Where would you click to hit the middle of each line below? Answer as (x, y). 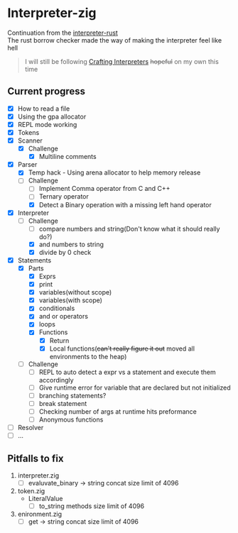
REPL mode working (47, 124)
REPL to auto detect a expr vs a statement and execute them (128, 372)
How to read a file (44, 109)
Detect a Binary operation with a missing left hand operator (125, 204)
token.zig (31, 491)
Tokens (28, 132)
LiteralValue (45, 499)
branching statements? (72, 395)
